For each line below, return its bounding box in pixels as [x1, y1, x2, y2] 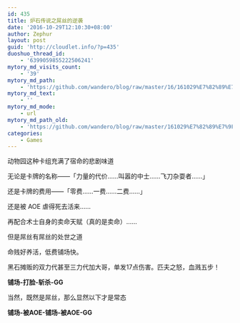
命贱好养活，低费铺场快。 [7, 247, 83, 257]
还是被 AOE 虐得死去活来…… [7, 202, 91, 211]
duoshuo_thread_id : [7, 51, 66, 58]
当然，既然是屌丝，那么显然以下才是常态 [7, 293, 126, 302]
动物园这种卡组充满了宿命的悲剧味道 [7, 157, 114, 165]
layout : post [7, 37, 46, 44]
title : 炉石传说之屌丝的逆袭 [7, 17, 84, 24]
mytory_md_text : [7, 90, 56, 97]
